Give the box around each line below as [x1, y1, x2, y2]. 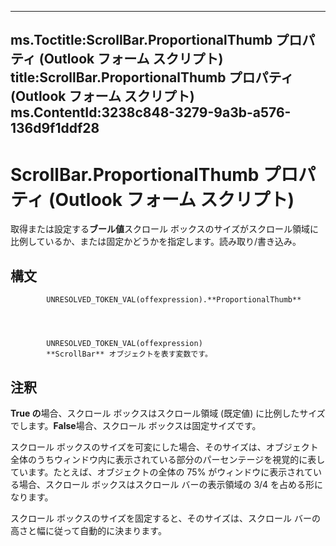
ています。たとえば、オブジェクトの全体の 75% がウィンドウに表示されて [10, 466, 313, 478]
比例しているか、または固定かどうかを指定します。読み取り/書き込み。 [10, 236, 302, 248]
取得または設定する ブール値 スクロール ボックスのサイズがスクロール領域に [10, 223, 320, 235]
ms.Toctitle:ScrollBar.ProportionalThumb [10, 32, 273, 49]
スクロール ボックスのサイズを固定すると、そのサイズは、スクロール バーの [10, 512, 322, 524]
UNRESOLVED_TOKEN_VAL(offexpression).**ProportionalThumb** [46, 295, 302, 305]
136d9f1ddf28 [10, 120, 100, 137]
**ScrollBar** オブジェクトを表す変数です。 [46, 349, 213, 360]
